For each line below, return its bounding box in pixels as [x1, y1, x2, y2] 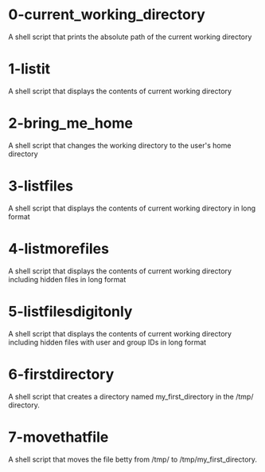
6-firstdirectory [8, 365, 115, 383]
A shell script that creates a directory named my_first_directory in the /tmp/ [8, 391, 254, 401]
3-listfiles [8, 177, 74, 195]
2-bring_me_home [8, 114, 134, 132]
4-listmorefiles [8, 239, 110, 258]
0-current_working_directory [8, 6, 205, 24]
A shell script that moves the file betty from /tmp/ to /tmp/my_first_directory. [8, 454, 257, 464]
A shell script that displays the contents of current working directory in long [8, 203, 256, 213]
